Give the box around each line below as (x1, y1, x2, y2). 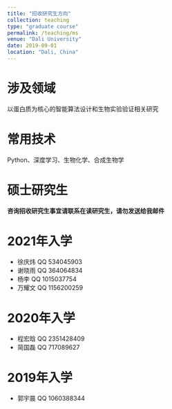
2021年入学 (7, 233, 73, 249)
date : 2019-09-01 (7, 42, 57, 49)
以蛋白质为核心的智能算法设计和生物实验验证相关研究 (7, 104, 159, 113)
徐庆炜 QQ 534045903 (17, 257, 83, 266)
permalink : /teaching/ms (7, 29, 79, 37)
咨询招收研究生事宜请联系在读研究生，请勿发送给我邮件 (7, 207, 164, 215)
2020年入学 (7, 310, 76, 325)
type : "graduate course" (7, 23, 79, 30)
